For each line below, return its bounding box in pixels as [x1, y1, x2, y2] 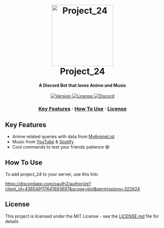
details [5, 218, 19, 224]
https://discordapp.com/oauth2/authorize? [5, 180, 91, 186]
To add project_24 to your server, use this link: [5, 171, 99, 177]
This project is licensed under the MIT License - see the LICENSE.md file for [5, 213, 159, 219]
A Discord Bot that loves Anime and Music [38, 82, 127, 88]
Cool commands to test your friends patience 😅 [12, 144, 109, 150]
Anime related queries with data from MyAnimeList [12, 134, 115, 140]
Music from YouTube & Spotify [12, 139, 74, 145]
